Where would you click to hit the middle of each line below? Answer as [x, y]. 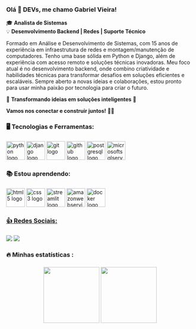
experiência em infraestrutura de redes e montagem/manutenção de [90, 50]
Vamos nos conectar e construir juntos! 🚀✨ [60, 111]
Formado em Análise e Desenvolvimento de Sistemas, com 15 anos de [92, 44]
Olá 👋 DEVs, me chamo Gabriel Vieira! [62, 10]
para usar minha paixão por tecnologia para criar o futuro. [77, 88]
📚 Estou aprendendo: [38, 174]
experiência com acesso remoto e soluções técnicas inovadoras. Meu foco [98, 63]
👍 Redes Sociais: [32, 220]
